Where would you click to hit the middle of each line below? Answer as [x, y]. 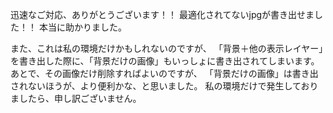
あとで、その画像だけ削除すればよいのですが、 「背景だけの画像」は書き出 [164, 73]
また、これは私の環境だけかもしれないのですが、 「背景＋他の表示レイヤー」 [167, 48]
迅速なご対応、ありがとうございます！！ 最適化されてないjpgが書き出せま [162, 14]
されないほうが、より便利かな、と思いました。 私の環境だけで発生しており [164, 86]
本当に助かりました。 [82, 27]
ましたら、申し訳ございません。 [76, 98]
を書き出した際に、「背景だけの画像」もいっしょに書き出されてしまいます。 [165, 61]
